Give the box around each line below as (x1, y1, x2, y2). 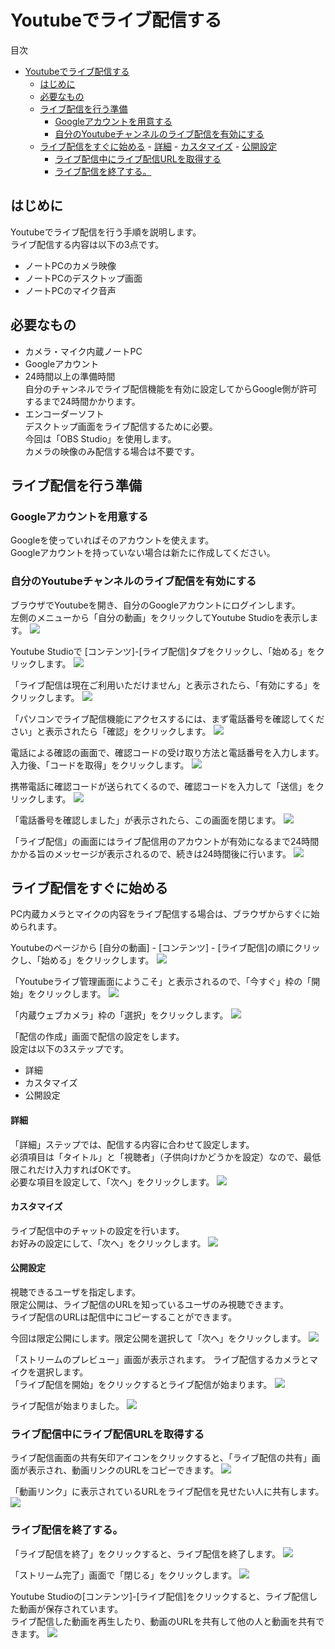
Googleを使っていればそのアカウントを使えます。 (10, 534, 215, 546)
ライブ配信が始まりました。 (10, 1399, 125, 1411)
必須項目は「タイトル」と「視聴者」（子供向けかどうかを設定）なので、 (10, 1151, 304, 1163)
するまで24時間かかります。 (24, 395, 141, 407)
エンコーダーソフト (24, 407, 105, 420)
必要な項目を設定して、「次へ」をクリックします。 (10, 1176, 215, 1188)
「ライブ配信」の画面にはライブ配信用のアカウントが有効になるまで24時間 (10, 835, 320, 847)
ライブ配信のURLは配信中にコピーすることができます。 (10, 1311, 237, 1323)
